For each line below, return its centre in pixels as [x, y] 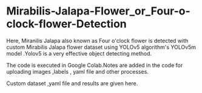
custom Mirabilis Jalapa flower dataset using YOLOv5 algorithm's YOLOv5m [101, 47]
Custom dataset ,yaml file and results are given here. [72, 83]
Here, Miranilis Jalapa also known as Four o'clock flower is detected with [97, 40]
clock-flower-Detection [67, 24]
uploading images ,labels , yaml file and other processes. [77, 71]
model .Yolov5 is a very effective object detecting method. [79, 53]
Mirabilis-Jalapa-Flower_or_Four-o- [99, 11]
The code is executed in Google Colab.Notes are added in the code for [95, 65]
